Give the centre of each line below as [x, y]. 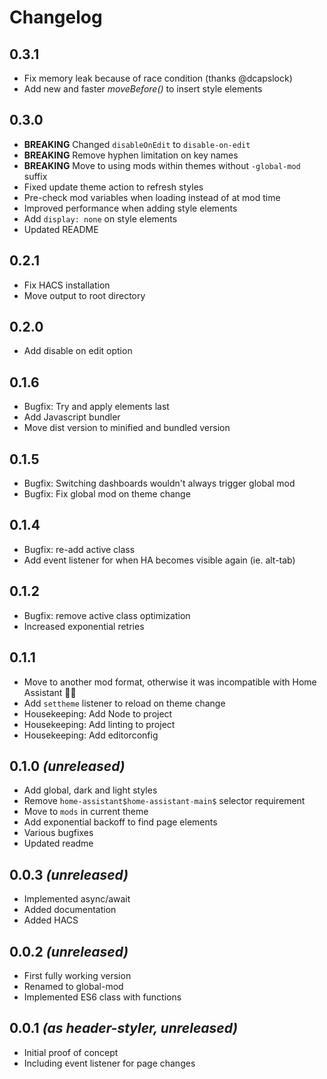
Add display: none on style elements [100, 218]
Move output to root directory [84, 295]
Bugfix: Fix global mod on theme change [107, 494]
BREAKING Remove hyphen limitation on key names [131, 155]
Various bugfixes [58, 833]
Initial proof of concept [71, 1052]
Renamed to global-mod [73, 986]
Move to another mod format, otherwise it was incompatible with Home [170, 682]
